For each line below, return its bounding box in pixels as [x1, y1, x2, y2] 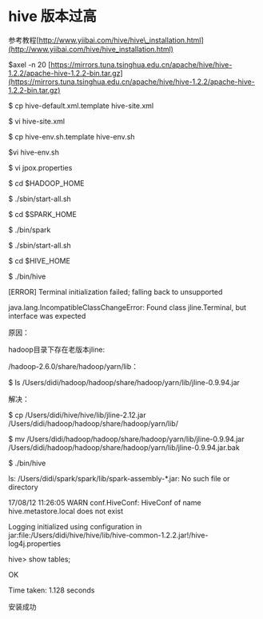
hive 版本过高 [8, 7, 98, 26]
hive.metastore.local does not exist [8, 506, 124, 516]
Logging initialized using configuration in [8, 521, 142, 531]
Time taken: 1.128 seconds [8, 585, 95, 595]
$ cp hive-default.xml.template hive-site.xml [8, 101, 154, 111]
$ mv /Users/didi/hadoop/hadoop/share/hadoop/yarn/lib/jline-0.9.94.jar [8, 434, 245, 444]
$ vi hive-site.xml [8, 116, 66, 126]
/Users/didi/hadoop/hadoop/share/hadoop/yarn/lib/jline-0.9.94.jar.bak [8, 442, 240, 452]
